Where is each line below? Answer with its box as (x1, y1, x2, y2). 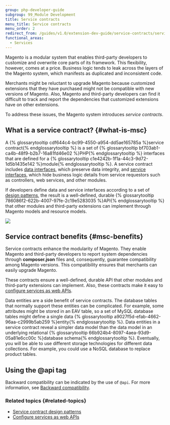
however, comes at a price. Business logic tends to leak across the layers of (5, 65, 163, 71)
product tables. (5, 351, 37, 357)
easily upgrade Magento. (5, 267, 57, 273)
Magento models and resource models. (5, 208, 87, 214)
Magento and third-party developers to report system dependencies (5, 251, 148, 257)
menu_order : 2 (5, 26, 35, 31)
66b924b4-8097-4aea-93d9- (89, 329, 151, 336)
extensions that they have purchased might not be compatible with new (5, 85, 154, 91)
